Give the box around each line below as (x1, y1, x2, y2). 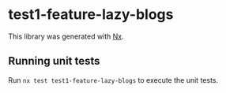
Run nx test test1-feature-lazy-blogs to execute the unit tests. (8, 75, 219, 84)
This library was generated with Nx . (8, 32, 124, 41)
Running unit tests (8, 54, 100, 68)
